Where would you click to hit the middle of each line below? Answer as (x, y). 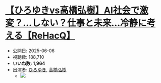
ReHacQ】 (53, 36)
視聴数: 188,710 (28, 57)
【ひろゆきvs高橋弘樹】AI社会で (72, 10)
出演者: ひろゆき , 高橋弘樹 (39, 69)
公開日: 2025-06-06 (33, 51)
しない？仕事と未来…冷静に (90, 23)
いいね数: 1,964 (29, 63)
